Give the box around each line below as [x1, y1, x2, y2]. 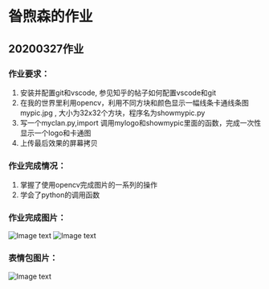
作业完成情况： [8, 160, 67, 171]
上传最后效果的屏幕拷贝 [19, 138, 98, 147]
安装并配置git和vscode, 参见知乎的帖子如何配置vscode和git [19, 88, 217, 97]
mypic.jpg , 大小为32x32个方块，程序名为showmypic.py [19, 108, 206, 118]
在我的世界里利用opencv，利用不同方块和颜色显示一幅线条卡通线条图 [19, 97, 249, 107]
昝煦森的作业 [8, 7, 94, 26]
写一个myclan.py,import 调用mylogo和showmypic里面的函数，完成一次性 [19, 118, 262, 127]
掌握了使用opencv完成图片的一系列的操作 [19, 180, 158, 190]
